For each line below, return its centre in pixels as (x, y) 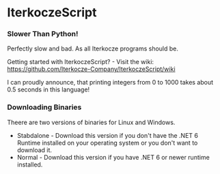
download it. (35, 150)
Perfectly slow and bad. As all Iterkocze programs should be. (93, 48)
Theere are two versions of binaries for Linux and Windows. (91, 122)
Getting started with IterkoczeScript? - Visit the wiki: (81, 62)
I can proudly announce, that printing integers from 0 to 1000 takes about (110, 83)
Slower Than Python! (43, 34)
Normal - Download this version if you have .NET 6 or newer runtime (113, 157)
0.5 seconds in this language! (49, 89)
